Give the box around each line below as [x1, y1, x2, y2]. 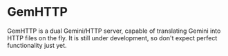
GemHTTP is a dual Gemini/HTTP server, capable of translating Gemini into [7, 27, 221, 35]
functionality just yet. [7, 41, 67, 49]
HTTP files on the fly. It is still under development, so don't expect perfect [7, 33, 218, 42]
